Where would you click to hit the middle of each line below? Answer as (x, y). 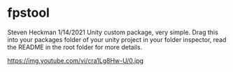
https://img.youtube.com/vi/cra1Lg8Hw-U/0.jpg (76, 60)
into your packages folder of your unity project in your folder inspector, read (117, 39)
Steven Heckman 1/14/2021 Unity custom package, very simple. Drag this (113, 32)
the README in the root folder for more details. (75, 47)
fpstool (29, 13)
